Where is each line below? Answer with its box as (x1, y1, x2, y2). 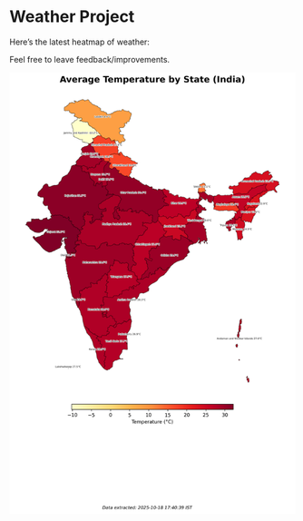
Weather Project (9, 6, 135, 27)
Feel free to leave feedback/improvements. (9, 54, 171, 64)
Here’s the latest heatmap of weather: (9, 36, 150, 47)
